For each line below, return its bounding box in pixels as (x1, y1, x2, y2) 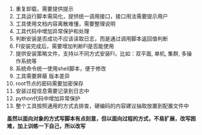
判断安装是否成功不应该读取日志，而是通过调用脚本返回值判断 (15, 35, 168, 42)
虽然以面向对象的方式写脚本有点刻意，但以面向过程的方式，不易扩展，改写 (7, 115, 191, 122)
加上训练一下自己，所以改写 (17, 122, 86, 130)
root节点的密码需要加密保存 (15, 80, 84, 87)
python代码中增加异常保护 (15, 95, 80, 102)
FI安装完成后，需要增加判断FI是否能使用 (15, 42, 114, 50)
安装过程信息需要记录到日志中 (15, 87, 89, 94)
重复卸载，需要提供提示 (15, 5, 74, 12)
